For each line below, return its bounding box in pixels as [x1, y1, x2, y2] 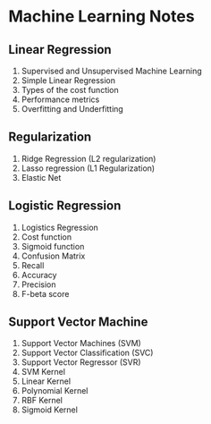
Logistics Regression [21, 222, 99, 233]
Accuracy [21, 269, 57, 280]
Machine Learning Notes [8, 6, 195, 27]
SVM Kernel [21, 367, 66, 377]
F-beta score [21, 288, 70, 299]
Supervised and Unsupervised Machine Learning [21, 65, 202, 76]
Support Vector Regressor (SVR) [21, 357, 141, 368]
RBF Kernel [21, 395, 63, 406]
